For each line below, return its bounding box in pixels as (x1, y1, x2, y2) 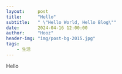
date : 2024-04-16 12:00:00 (6, 24, 88, 31)
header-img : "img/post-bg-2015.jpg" (6, 36, 96, 41)
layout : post (6, 8, 49, 15)
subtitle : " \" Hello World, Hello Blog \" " (6, 19, 117, 25)
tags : (6, 41, 19, 47)
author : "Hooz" (6, 30, 54, 36)
